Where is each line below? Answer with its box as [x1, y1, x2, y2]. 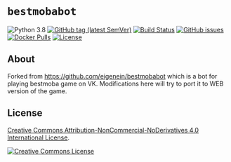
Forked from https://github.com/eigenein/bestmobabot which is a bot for [7, 72, 218, 80]
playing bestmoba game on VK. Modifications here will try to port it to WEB [7, 79, 224, 88]
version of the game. [7, 86, 67, 95]
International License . [7, 133, 70, 142]
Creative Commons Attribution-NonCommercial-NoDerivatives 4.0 [7, 126, 199, 134]
